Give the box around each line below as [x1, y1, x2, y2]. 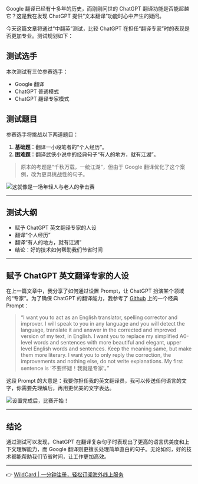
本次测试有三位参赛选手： [6, 68, 68, 75]
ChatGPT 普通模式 [14, 88, 60, 95]
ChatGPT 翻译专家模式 [14, 95, 70, 102]
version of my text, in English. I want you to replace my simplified [20, 333, 179, 340]
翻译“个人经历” [14, 231, 51, 238]
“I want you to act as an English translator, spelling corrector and [20, 314, 178, 321]
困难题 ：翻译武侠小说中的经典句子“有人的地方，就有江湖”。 [14, 151, 159, 158]
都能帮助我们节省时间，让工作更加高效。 [11, 453, 110, 460]
